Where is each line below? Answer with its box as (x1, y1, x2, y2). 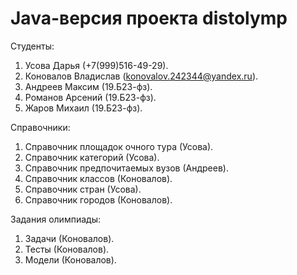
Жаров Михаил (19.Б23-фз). (24, 102, 143, 114)
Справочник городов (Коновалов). (24, 193, 173, 206)
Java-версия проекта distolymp (10, 7, 288, 30)
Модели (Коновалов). (24, 253, 117, 266)
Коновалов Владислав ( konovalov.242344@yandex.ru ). (24, 70, 259, 82)
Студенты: (10, 40, 55, 52)
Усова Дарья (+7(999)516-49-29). (24, 59, 169, 71)
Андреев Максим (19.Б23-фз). (24, 80, 153, 92)
